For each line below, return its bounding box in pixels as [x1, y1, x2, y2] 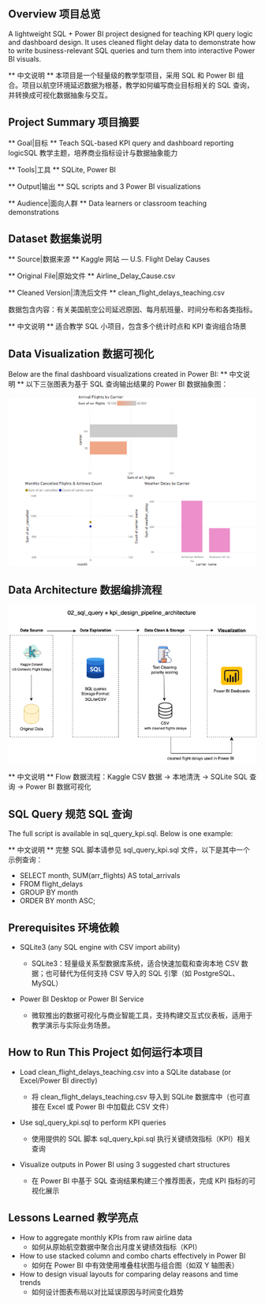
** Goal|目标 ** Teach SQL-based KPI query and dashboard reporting [8, 138, 234, 148]
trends [19, 1277, 41, 1287]
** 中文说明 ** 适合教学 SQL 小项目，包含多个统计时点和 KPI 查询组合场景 [8, 322, 247, 331]
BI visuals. [8, 54, 42, 63]
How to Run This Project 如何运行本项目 [8, 1046, 203, 1059]
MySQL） [31, 978, 63, 988]
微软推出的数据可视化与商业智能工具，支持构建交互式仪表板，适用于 [31, 1010, 253, 1019]
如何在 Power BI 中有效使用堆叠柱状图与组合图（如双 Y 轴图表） [31, 1260, 239, 1270]
